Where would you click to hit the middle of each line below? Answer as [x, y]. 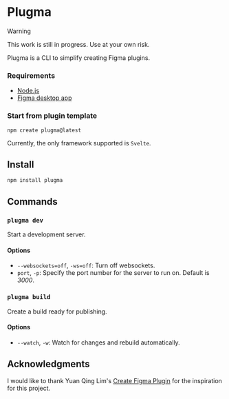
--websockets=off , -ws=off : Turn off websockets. [86, 265]
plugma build [29, 297]
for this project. [29, 388]
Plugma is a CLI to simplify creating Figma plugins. [78, 58]
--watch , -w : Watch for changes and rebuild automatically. [98, 342]
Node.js [28, 91]
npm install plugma [35, 181]
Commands [33, 202]
